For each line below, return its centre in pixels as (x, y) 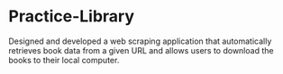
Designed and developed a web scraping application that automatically (140, 41)
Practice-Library (72, 16)
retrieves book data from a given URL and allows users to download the (141, 50)
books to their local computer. (64, 60)
